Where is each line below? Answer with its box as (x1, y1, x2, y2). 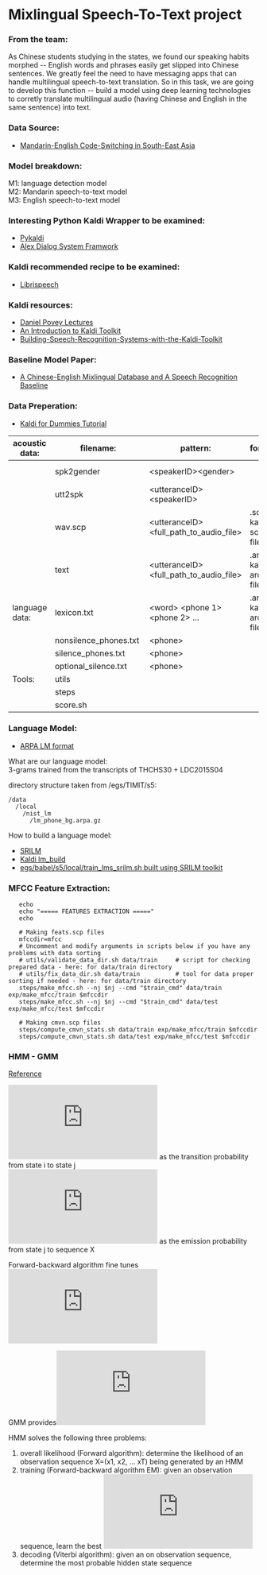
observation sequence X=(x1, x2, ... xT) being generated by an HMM (19, 1457, 244, 1467)
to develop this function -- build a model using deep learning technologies (8, 86, 252, 95)
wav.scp (54, 521, 87, 532)
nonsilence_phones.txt (54, 634, 140, 645)
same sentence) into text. (8, 103, 91, 112)
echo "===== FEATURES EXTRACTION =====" (18, 907, 155, 915)
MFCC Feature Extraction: (8, 882, 110, 893)
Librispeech (19, 280, 60, 289)
